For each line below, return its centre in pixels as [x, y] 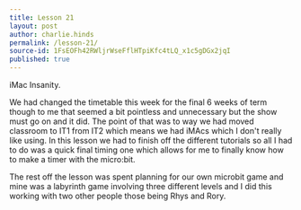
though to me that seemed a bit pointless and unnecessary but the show [143, 112]
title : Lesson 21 [42, 17]
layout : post [34, 26]
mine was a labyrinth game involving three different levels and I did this [141, 186]
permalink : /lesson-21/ [54, 43]
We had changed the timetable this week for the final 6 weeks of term [138, 102]
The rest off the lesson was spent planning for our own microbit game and [146, 177]
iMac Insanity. [35, 85]
